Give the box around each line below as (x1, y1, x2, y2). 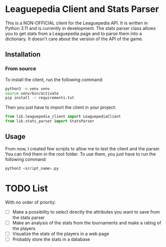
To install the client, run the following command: (5, 76, 103, 83)
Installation (5, 50, 41, 59)
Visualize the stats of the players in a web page (12, 231, 109, 237)
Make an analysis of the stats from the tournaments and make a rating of (12, 220, 162, 226)
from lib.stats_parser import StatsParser (5, 119, 94, 124)
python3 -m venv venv (5, 86, 50, 91)
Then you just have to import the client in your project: (5, 105, 116, 111)
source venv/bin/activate (5, 91, 59, 96)
